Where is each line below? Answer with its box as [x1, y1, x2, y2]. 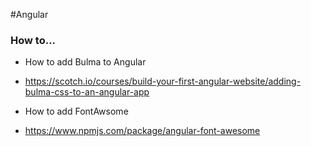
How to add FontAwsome [24, 105, 129, 118]
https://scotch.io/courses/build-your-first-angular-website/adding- [24, 75, 302, 88]
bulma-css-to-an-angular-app [24, 86, 150, 98]
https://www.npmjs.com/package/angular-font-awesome [24, 125, 261, 137]
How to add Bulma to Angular [24, 56, 147, 68]
